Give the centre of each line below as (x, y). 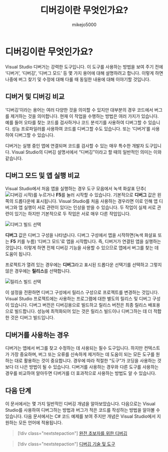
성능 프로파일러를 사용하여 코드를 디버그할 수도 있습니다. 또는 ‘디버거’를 (81, 128)
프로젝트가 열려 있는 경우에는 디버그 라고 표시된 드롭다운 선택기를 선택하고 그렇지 (83, 265)
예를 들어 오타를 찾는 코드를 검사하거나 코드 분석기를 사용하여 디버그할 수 (76, 122)
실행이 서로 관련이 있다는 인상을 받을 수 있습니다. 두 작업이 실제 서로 (90, 207)
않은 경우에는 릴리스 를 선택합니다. (38, 271)
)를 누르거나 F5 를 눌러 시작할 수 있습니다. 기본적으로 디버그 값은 (94, 195)
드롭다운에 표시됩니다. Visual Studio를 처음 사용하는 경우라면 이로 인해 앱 (86, 201)
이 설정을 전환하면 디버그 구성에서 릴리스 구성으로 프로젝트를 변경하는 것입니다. (82, 292)
